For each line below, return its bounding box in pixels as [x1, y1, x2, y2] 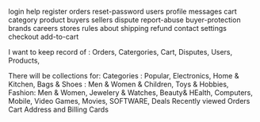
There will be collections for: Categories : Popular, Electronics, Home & [8, 71, 239, 80]
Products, [8, 55, 40, 65]
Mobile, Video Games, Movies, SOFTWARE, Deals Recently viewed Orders [8, 97, 250, 105]
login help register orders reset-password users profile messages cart [8, 7, 238, 16]
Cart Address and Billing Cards [8, 105, 109, 114]
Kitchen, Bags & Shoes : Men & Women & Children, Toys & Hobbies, [8, 79, 229, 89]
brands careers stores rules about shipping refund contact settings [8, 24, 227, 32]
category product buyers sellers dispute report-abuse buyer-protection [8, 15, 241, 25]
